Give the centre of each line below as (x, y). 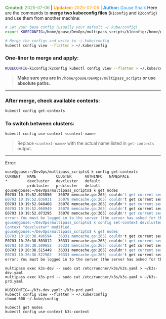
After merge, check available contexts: (53, 101)
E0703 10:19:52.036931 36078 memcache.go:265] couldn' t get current (79, 200)
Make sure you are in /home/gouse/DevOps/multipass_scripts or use (86, 78)
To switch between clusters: (40, 123)
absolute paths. (34, 83)
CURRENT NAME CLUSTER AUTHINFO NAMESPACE (67, 176)
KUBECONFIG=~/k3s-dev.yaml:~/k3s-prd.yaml (49, 290)
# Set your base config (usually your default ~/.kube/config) (72, 27)
